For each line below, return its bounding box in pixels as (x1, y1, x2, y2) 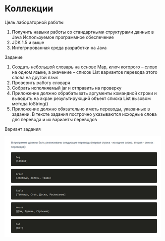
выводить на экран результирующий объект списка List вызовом (11, 95, 151, 101)
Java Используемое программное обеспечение (11, 34, 114, 40)
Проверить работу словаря (11, 80, 70, 86)
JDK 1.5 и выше (11, 39, 45, 45)
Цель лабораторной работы (4, 19, 64, 25)
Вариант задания (4, 126, 41, 132)
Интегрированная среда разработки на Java (11, 45, 107, 50)
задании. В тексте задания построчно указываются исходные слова (11, 111, 157, 117)
